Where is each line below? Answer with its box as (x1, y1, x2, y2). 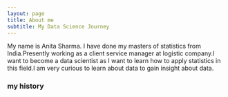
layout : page (7, 10, 45, 17)
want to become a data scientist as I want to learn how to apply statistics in (7, 57, 221, 65)
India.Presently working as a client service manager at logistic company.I (7, 49, 215, 58)
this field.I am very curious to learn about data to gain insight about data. (7, 64, 214, 73)
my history (7, 81, 44, 91)
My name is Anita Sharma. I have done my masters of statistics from (7, 42, 202, 51)
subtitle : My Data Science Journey (7, 23, 110, 30)
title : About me (7, 17, 54, 24)
